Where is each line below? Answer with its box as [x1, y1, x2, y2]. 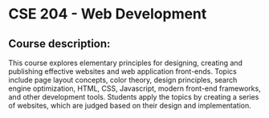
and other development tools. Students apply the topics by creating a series [8, 92, 259, 101]
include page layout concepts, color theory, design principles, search [8, 75, 238, 84]
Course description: [8, 37, 111, 51]
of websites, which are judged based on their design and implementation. [8, 101, 251, 110]
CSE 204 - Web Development [8, 5, 207, 23]
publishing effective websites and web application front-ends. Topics [8, 67, 237, 76]
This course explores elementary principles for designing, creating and [8, 58, 243, 67]
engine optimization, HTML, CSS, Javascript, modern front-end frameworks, [8, 83, 261, 93]
